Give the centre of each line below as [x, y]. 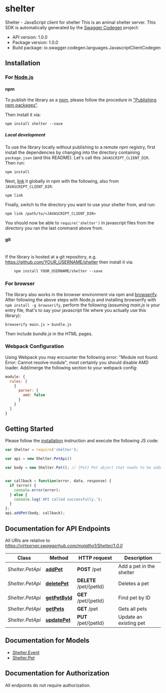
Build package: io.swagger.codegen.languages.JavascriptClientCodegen [86, 47]
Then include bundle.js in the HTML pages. [49, 334]
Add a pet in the [137, 566]
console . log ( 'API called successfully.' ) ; [58, 499]
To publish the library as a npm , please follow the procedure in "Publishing [81, 100]
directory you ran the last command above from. [54, 228]
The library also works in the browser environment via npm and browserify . [82, 294]
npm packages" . [22, 105]
